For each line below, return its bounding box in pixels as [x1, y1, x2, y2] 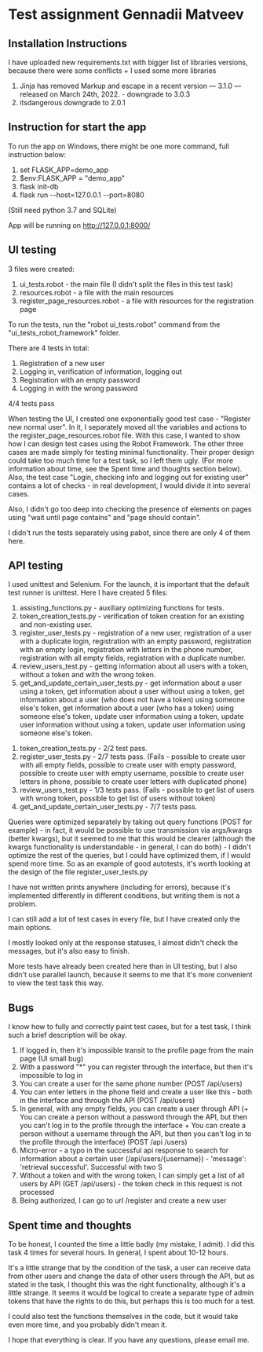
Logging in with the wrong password [19, 383, 138, 393]
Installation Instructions [8, 37, 128, 50]
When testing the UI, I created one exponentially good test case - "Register [8, 414, 251, 423]
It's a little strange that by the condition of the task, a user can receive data [8, 1263, 251, 1273]
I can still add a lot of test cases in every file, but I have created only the [8, 914, 241, 924]
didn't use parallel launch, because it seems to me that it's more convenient [8, 970, 253, 980]
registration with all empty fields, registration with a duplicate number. [19, 654, 246, 663]
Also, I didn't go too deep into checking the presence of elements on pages [8, 504, 252, 514]
